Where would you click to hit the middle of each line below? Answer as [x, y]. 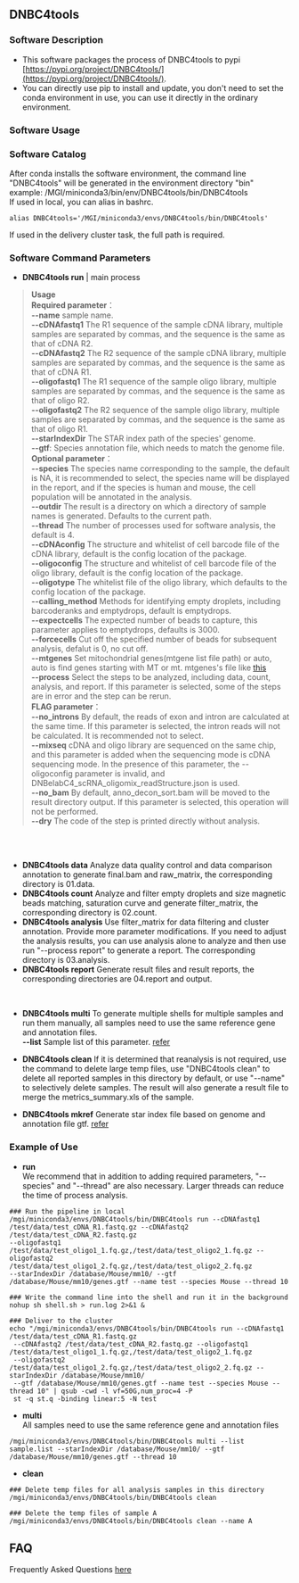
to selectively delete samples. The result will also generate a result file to [155, 1088]
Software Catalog [48, 153]
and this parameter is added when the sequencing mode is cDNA [150, 755]
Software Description [57, 40]
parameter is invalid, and [120, 774]
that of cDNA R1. [61, 372]
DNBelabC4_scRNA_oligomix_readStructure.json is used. [135, 783]
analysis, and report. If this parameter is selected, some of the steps [156, 687]
